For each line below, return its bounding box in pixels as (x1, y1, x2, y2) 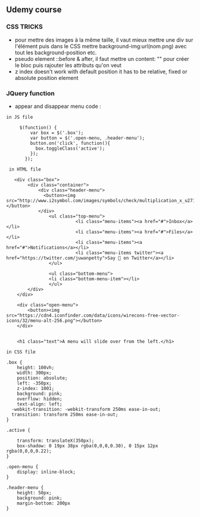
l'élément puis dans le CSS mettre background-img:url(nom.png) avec (14, 42, 187, 49)
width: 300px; (17, 370, 52, 376)
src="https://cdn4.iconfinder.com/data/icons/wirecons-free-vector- (6, 312, 180, 318)
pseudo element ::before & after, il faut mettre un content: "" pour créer (14, 55, 189, 62)
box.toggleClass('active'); (35, 145, 105, 151)
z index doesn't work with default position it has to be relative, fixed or (14, 68, 187, 75)
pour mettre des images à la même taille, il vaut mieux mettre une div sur (14, 36, 193, 44)
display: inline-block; (17, 469, 76, 475)
